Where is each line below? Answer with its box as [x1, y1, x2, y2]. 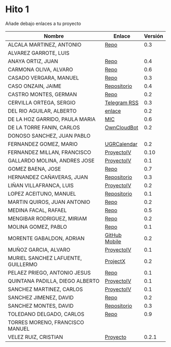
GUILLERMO [8, 261, 38, 268]
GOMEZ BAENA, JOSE [8, 165, 61, 172]
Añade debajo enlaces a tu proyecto [5, 20, 81, 26]
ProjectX [105, 257, 126, 264]
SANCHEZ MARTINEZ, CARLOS [8, 285, 83, 292]
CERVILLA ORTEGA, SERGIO [8, 99, 76, 106]
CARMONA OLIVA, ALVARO [8, 66, 73, 73]
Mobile [105, 238, 121, 245]
